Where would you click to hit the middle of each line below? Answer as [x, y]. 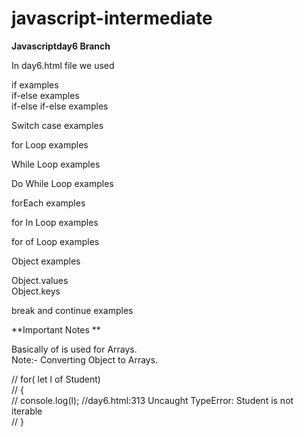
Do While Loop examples [62, 183]
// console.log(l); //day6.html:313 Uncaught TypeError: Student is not [152, 400]
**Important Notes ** [56, 329]
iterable [27, 411]
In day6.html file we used [63, 65]
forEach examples [48, 203]
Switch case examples [57, 125]
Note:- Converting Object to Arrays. [85, 359]
